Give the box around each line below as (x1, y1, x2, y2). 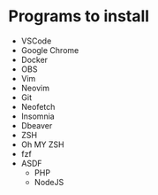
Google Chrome (20, 44, 79, 55)
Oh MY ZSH (20, 139, 64, 150)
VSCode (20, 35, 52, 46)
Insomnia (20, 111, 55, 121)
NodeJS (34, 176, 64, 187)
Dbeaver (20, 120, 53, 130)
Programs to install (8, 6, 150, 27)
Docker (20, 54, 49, 65)
